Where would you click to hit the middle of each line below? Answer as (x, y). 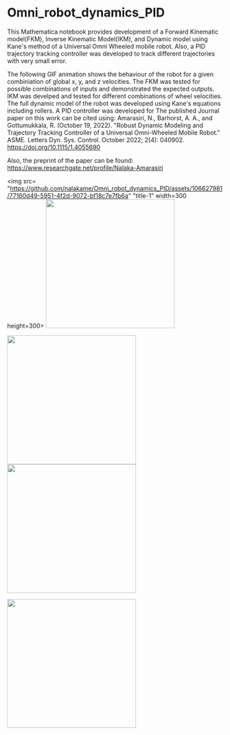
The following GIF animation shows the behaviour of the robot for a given (111, 74)
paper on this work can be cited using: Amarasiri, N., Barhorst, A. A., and (110, 117)
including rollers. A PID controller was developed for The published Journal (113, 111)
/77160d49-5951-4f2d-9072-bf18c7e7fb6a (68, 195)
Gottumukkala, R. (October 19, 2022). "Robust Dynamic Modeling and (105, 125)
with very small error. (37, 60)
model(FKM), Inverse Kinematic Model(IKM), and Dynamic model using (107, 38)
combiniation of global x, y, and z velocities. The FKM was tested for (104, 81)
